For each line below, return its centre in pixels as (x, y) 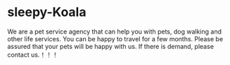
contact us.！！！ (33, 55)
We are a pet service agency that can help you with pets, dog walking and (114, 31)
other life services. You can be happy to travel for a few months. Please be (115, 38)
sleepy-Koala (47, 12)
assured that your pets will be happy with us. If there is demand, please (111, 46)
